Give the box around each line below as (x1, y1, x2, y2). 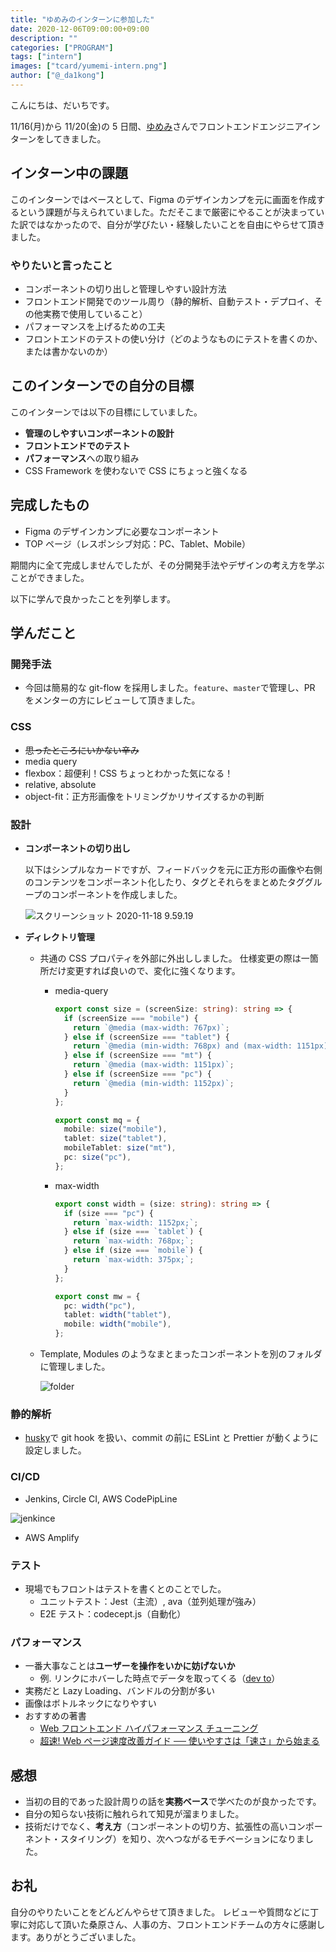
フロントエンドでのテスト (24, 439, 131, 451)
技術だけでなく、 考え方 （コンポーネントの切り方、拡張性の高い (24, 1821, 288, 1833)
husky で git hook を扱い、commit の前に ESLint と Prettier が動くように (24, 1432, 319, 1444)
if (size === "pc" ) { (63, 1208, 154, 1218)
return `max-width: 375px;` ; (73, 1255, 195, 1265)
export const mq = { (54, 1115, 141, 1125)
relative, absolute (24, 778, 97, 790)
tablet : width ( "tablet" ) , (63, 1310, 172, 1320)
